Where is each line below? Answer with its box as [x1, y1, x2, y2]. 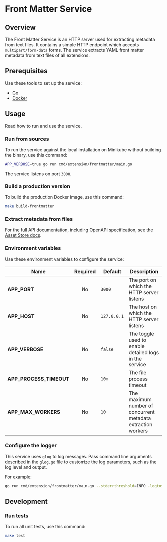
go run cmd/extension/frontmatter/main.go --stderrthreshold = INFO [5, 483, 146, 488]
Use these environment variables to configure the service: [5, 256, 124, 262]
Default [103, 268, 121, 275]
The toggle [128, 330, 154, 337]
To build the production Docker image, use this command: [5, 194, 124, 200]
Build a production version [5, 183, 71, 190]
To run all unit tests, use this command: [5, 524, 85, 530]
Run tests [5, 512, 29, 519]
